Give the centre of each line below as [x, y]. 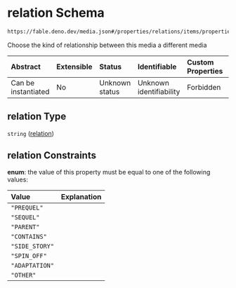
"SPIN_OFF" [29, 256]
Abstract [26, 67]
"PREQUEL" [27, 208]
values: [18, 179]
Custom [201, 62]
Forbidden [204, 87]
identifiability [159, 91]
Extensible [74, 67]
